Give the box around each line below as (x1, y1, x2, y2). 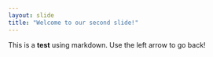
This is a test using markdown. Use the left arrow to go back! (8, 40, 206, 49)
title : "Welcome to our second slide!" (8, 19, 139, 27)
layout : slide (8, 11, 55, 20)
